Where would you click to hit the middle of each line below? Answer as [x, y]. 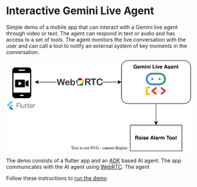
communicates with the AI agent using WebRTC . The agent [78, 167]
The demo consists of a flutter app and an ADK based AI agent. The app [94, 161]
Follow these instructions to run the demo [57, 178]
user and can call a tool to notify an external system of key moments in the [97, 46]
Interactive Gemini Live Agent [80, 11]
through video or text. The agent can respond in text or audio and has [91, 33]
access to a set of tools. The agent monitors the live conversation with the [96, 39]
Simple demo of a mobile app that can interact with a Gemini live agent [92, 27]
